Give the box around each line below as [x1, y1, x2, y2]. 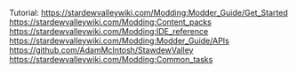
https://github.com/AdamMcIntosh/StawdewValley [9, 45, 194, 55]
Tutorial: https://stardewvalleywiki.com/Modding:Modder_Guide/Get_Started [9, 8, 288, 18]
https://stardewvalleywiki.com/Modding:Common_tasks [9, 55, 213, 64]
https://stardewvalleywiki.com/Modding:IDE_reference [9, 26, 209, 36]
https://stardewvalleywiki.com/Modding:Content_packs [9, 17, 212, 27]
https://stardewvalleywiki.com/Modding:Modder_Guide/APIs [9, 35, 229, 46]
